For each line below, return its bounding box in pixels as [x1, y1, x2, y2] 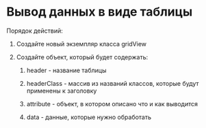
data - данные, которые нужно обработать [26, 113, 152, 121]
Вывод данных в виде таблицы [6, 4, 193, 20]
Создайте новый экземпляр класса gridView [16, 39, 147, 48]
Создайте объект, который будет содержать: [16, 52, 149, 61]
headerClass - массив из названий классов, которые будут [26, 79, 199, 87]
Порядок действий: [6, 27, 63, 35]
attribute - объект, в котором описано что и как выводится [26, 99, 198, 108]
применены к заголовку [26, 86, 97, 95]
